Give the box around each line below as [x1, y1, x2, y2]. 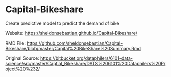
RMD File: [5, 40, 26, 46]
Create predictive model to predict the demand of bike [5, 20, 119, 26]
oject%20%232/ [5, 66, 40, 72]
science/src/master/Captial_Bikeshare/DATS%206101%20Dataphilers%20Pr [5, 60, 166, 66]
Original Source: [5, 55, 39, 61]
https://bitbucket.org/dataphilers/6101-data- [40, 55, 133, 61]
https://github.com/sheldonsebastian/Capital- [26, 40, 123, 46]
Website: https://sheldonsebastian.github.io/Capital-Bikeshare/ [5, 30, 138, 36]
